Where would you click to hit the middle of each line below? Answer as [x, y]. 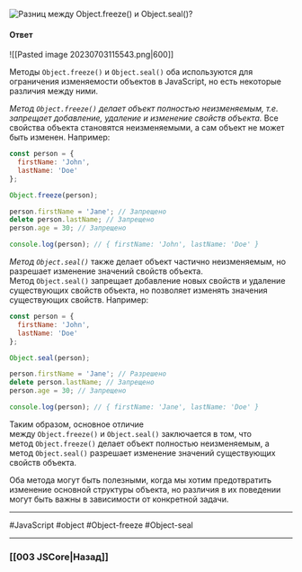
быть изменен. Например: [60, 137]
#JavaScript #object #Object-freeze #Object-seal [101, 525]
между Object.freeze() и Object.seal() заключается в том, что [130, 433]
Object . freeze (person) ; [54, 195]
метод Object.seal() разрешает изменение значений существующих [142, 453]
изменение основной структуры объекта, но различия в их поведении [145, 489]
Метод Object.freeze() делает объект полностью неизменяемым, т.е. [144, 109]
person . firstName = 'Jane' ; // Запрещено [88, 212]
